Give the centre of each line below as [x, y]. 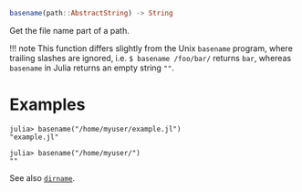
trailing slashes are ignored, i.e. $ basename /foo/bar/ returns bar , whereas [151, 58]
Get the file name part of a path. [69, 30]
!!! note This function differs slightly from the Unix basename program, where [151, 48]
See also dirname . [42, 177]
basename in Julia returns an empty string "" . [92, 68]
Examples [47, 105]
